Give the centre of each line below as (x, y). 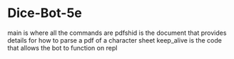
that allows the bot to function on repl (62, 48)
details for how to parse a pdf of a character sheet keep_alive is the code (115, 40)
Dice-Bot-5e (45, 13)
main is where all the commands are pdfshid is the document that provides (117, 33)
